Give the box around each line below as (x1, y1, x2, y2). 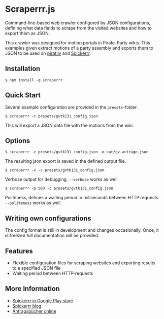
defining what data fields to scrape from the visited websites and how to (5, 25, 152, 31)
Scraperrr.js (5, 3, 55, 15)
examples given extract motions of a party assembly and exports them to (5, 45, 154, 51)
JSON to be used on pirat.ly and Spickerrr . (5, 50, 91, 56)
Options (5, 137, 31, 145)
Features (5, 247, 33, 255)
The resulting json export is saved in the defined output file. (5, 158, 127, 164)
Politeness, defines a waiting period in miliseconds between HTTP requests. (5, 195, 160, 201)
